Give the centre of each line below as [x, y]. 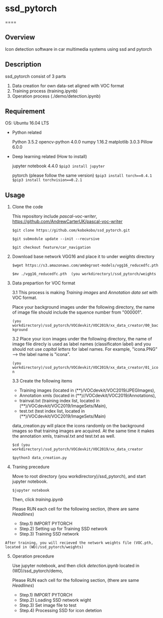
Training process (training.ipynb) [45, 91]
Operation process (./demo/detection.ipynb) [56, 96]
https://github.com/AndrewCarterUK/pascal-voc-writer [67, 221]
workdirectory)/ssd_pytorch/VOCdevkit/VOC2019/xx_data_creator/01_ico [85, 368]
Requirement [25, 111]
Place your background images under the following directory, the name [83, 307]
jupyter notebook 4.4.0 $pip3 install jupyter [58, 166]
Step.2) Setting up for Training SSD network [63, 529]
